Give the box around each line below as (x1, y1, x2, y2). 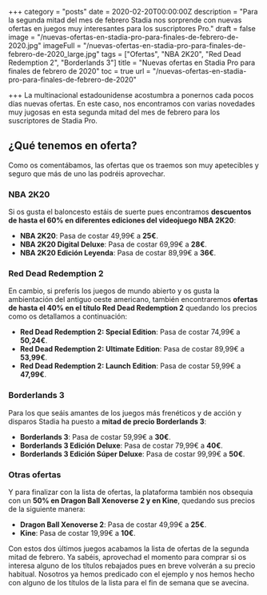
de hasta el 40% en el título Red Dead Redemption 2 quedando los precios (8, 304, 257, 313)
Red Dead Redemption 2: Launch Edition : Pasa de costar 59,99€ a (19, 361, 241, 371)
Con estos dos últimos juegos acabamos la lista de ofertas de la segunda (8, 544, 249, 553)
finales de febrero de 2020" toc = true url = (8, 66, 151, 75)
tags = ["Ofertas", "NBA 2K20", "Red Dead (101, 50, 241, 58)
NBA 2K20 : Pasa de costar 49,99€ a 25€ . (19, 231, 158, 241)
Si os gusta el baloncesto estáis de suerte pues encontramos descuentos (8, 207, 252, 217)
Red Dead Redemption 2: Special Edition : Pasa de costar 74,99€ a (19, 328, 241, 337)
